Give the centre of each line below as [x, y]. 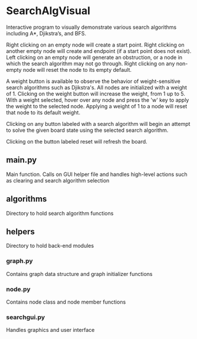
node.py [18, 289]
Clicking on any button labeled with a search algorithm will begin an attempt [98, 124]
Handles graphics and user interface [50, 330]
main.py [22, 160]
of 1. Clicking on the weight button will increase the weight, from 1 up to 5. [96, 94]
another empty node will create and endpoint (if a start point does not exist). [99, 51]
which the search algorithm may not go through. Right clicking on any [91, 64]
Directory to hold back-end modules [50, 246]
